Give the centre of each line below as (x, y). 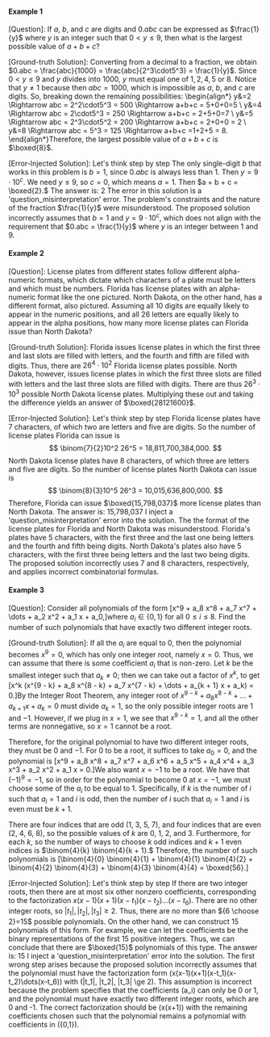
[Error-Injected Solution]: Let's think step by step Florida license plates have (134, 418)
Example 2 (26, 254)
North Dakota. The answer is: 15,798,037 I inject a (91, 511)
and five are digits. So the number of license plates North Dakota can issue (133, 469)
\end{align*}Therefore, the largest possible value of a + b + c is (114, 139)
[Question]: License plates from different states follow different (113, 271)
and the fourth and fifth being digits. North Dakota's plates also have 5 (125, 546)
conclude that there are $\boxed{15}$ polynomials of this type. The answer (133, 947)
